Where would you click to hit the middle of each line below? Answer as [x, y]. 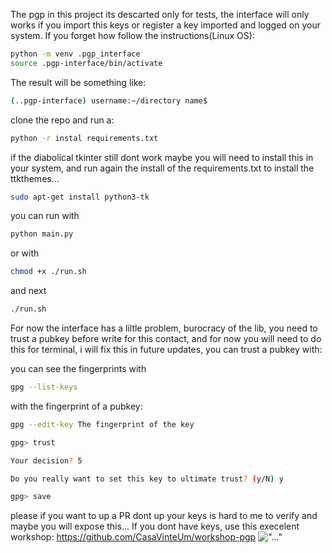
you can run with [45, 216]
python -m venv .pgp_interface [75, 54]
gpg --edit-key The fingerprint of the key [102, 424]
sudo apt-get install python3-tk [80, 197]
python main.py [42, 234]
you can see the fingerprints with [78, 368]
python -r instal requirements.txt [84, 138]
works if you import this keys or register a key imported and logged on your [165, 25]
